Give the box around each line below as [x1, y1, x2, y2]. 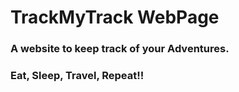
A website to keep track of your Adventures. [10, 42, 230, 56]
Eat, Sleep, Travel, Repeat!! [10, 69, 145, 83]
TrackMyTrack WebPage [10, 6, 220, 29]
